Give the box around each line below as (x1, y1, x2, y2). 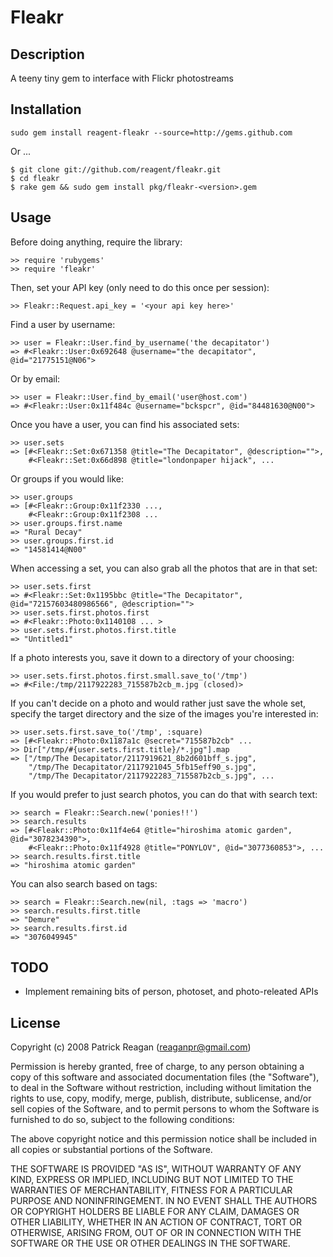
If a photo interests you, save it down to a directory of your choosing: (10, 651, 295, 663)
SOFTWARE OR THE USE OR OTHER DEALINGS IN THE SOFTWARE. (10, 1237, 291, 1250)
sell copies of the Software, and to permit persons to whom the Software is (10, 1103, 320, 1115)
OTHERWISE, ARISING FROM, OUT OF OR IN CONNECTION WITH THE (10, 1227, 302, 1239)
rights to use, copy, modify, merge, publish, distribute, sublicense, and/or (10, 1092, 312, 1105)
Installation (10, 101, 82, 118)
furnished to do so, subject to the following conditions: (10, 1114, 235, 1126)
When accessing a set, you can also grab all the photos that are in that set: (10, 562, 318, 574)
